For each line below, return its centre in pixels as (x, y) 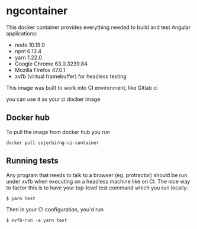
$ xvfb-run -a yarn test (37, 220)
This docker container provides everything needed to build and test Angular (98, 27)
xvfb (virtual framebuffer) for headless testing (71, 76)
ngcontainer (37, 11)
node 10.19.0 (30, 45)
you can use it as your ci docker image (53, 99)
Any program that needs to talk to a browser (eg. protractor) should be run (97, 175)
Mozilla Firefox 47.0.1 (40, 70)
